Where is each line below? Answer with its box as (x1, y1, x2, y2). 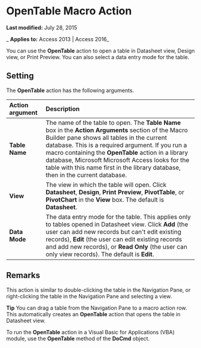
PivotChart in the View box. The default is (45, 196, 165, 204)
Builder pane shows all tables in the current (45, 133, 167, 142)
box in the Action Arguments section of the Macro (45, 126, 188, 134)
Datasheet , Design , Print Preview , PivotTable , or (45, 188, 184, 196)
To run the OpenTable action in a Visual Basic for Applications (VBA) (6, 328, 175, 335)
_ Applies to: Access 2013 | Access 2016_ (6, 35, 109, 42)
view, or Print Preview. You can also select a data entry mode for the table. (6, 53, 190, 60)
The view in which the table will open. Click (45, 181, 167, 189)
